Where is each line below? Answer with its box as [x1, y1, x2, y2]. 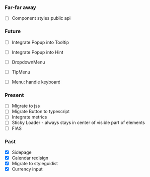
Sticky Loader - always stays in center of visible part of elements [11, 119, 145, 125]
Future [4, 28, 21, 35]
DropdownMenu [11, 59, 45, 65]
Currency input [11, 166, 43, 172]
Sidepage [11, 149, 32, 155]
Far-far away [4, 4, 37, 11]
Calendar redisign [11, 155, 49, 161]
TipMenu [11, 69, 31, 75]
